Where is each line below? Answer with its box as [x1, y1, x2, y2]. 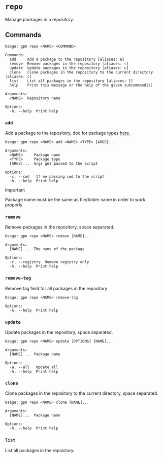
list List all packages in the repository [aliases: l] [9, 78, 133, 83]
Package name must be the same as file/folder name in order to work [5, 197, 146, 203]
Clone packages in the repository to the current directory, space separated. [5, 390, 159, 396]
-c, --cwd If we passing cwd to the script [9, 174, 105, 179]
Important [5, 187, 25, 193]
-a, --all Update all [9, 365, 58, 370]
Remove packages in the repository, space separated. [5, 224, 115, 230]
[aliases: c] [5, 74, 32, 79]
